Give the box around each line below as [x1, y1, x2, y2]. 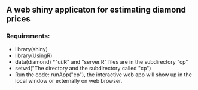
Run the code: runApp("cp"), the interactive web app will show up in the [14, 71, 193, 78]
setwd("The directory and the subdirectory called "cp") [14, 64, 151, 72]
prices [6, 14, 31, 24]
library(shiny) [14, 45, 48, 52]
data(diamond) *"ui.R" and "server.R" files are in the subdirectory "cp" [14, 58, 188, 65]
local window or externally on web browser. [14, 77, 123, 84]
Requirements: [6, 32, 50, 41]
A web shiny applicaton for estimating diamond [6, 5, 187, 15]
